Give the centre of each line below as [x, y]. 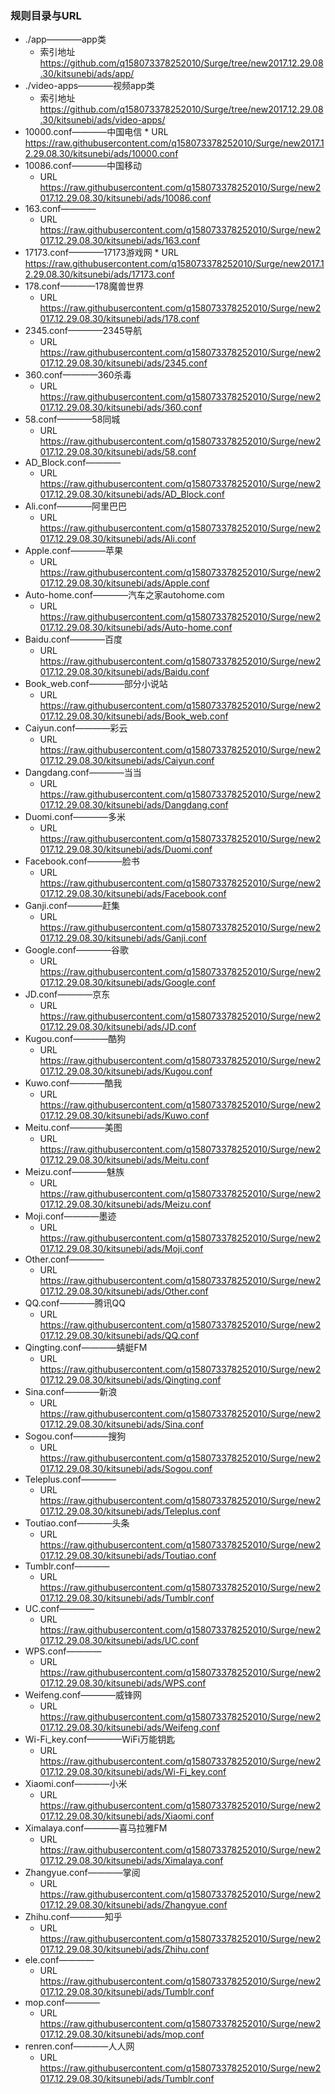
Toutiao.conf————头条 [77, 1523]
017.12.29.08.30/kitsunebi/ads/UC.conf [119, 1641]
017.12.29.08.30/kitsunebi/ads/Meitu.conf [124, 1160]
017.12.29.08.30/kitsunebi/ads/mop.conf [122, 2034]
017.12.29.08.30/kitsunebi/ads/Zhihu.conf [124, 1949]
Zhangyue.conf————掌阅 [82, 1873]
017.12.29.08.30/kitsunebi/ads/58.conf [118, 452]
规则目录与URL [46, 15]
